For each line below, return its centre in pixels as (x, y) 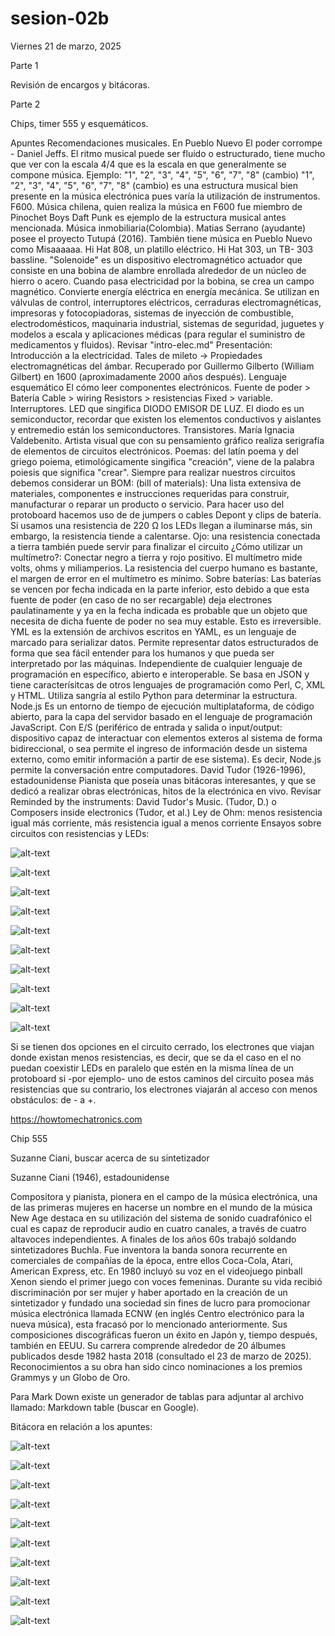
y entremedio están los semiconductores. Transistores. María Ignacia (152, 429)
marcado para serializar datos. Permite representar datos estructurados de (164, 642)
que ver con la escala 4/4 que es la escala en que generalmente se (148, 164)
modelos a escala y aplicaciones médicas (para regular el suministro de (158, 334)
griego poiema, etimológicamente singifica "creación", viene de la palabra (162, 461)
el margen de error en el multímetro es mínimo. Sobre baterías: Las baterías (166, 578)
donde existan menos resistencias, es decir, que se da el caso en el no (156, 1057)
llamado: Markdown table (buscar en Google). (105, 1407)
